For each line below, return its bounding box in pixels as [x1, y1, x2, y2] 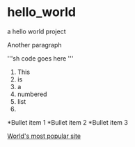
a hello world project [7, 27, 66, 36]
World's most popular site [7, 132, 81, 140]
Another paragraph [7, 40, 62, 49]
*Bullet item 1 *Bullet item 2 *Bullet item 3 [7, 118, 129, 126]
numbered [17, 90, 47, 98]
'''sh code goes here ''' [7, 54, 74, 63]
